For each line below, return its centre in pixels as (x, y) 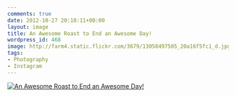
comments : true (29, 14)
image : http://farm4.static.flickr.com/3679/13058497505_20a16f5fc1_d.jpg (119, 46)
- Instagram (25, 66)
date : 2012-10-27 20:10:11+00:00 (56, 20)
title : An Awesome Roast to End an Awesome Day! (80, 33)
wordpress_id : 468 (34, 40)
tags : (15, 53)
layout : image (28, 27)
